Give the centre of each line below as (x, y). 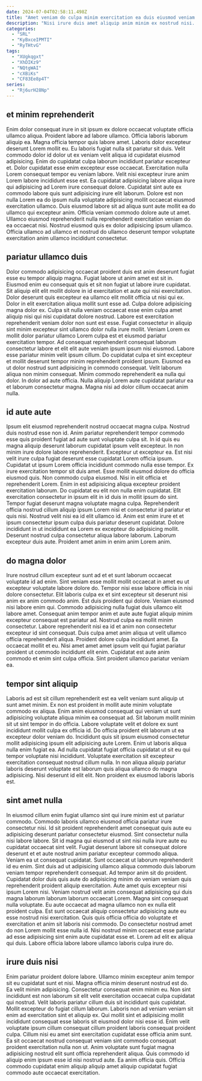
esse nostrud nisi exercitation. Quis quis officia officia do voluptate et (92, 917)
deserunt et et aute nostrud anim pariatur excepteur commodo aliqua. (92, 853)
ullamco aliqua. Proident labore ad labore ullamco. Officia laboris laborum (97, 136)
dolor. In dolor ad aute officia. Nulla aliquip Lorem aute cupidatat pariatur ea (100, 380)
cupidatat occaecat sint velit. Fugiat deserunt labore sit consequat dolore (97, 847)
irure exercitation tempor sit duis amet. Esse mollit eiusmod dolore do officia (100, 471)
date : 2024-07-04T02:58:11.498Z (47, 12)
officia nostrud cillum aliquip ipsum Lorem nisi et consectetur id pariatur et (98, 510)
